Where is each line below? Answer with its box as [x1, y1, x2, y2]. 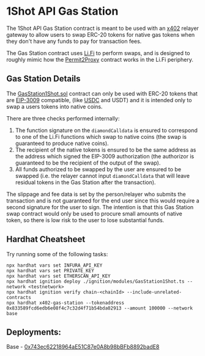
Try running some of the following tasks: [6, 250, 108, 258]
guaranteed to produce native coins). [15, 139, 109, 147]
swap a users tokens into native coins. [6, 103, 103, 110]
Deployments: [6, 327, 61, 337]
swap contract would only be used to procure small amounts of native [6, 210, 182, 217]
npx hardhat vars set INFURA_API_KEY [6, 262, 103, 269]
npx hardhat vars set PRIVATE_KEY [6, 267, 95, 273]
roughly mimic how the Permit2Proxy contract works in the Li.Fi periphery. [6, 56, 194, 63]
